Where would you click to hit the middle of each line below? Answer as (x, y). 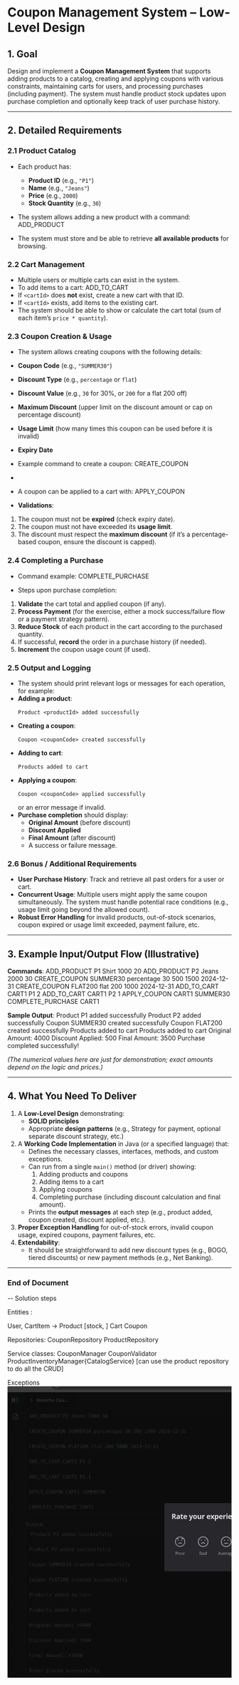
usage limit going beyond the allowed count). (84, 910)
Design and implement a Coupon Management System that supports (109, 71)
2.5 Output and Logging (49, 668)
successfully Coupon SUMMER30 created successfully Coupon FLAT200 (115, 1022)
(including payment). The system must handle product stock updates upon (117, 94)
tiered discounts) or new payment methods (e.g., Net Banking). (121, 1257)
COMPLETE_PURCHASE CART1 (53, 1001)
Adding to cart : (40, 753)
